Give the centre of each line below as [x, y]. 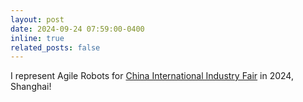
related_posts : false [55, 47]
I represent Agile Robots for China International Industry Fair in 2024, [152, 76]
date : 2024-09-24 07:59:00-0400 [77, 29]
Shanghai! [31, 87]
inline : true [37, 38]
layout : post [37, 19]
